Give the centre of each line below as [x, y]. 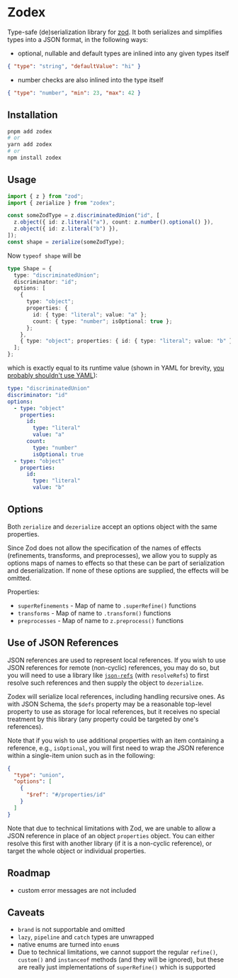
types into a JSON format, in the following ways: [78, 39]
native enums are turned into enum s [68, 945]
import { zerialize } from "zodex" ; [61, 203]
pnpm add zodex [30, 131]
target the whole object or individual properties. [77, 851]
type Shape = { [30, 268]
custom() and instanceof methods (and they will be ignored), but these [121, 960]
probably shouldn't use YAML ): [52, 375]
